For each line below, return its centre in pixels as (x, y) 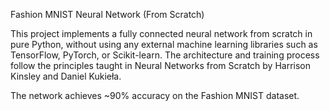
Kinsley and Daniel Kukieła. (66, 76)
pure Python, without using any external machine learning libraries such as (164, 44)
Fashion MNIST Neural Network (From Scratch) (107, 14)
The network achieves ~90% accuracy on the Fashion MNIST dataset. (155, 95)
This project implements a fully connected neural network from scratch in (161, 33)
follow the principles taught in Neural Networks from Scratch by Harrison (161, 65)
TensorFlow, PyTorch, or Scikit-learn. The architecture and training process (165, 55)
